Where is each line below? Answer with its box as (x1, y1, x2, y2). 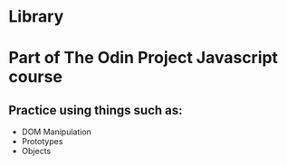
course (8, 67, 62, 87)
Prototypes (21, 136, 63, 147)
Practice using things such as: (8, 102, 183, 118)
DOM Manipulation (21, 126, 92, 137)
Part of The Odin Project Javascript (8, 48, 278, 69)
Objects (21, 146, 52, 157)
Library (8, 6, 64, 27)
